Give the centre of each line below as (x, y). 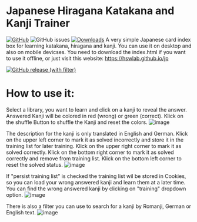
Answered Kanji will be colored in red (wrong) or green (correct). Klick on (95, 116)
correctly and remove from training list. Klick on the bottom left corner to (94, 158)
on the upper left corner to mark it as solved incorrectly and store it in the (95, 140)
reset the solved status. (34, 164)
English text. (21, 212)
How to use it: (40, 94)
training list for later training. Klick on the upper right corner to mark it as (94, 146)
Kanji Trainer (38, 23)
